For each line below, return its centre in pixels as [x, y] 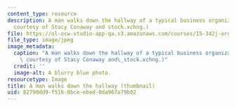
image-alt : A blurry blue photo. [63, 73]
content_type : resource [42, 14]
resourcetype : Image [38, 79]
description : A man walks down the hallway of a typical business [106, 20]
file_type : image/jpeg [40, 40]
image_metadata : [31, 46]
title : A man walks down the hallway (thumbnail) [81, 86]
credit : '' [29, 66]
